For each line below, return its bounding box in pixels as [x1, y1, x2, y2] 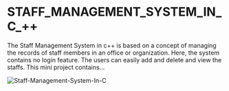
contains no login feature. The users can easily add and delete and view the [7, 55, 222, 64]
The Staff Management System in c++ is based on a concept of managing [7, 41, 217, 49]
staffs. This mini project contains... [7, 63, 105, 71]
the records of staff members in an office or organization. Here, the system [7, 49, 220, 57]
